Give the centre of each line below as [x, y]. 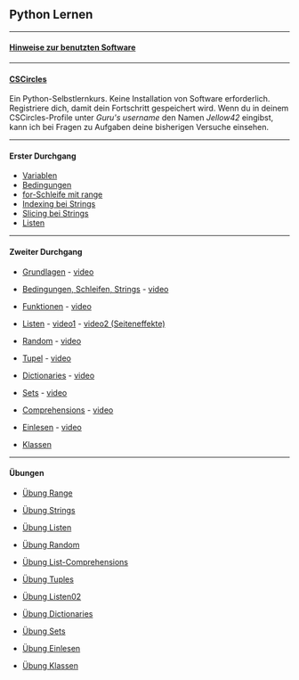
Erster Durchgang [43, 156]
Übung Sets [44, 631]
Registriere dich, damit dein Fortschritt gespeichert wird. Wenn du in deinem [149, 108]
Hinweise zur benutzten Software [73, 47]
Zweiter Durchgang [46, 252]
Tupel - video [46, 358]
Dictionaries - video [58, 375]
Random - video [52, 340]
